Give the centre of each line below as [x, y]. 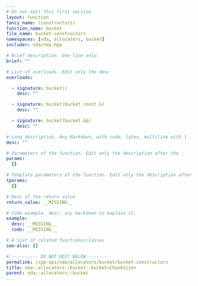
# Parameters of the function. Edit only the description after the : [95, 153]
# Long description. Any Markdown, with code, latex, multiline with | [96, 137]
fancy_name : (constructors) [41, 23]
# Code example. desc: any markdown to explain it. [71, 213]
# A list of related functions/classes [55, 240]
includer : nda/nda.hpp [34, 45]
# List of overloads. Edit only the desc [58, 72]
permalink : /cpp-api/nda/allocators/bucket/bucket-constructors [87, 262]
